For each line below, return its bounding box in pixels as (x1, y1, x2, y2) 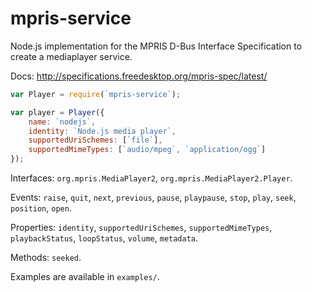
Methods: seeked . (10, 252, 82, 264)
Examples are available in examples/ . (10, 271, 160, 283)
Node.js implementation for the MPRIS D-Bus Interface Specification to (10, 40, 303, 52)
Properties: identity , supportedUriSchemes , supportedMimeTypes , (10, 222, 273, 234)
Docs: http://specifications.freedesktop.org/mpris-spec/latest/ (10, 70, 268, 82)
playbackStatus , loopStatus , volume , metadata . (10, 232, 199, 244)
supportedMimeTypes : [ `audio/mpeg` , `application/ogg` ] (28, 145, 267, 155)
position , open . (10, 202, 72, 214)
